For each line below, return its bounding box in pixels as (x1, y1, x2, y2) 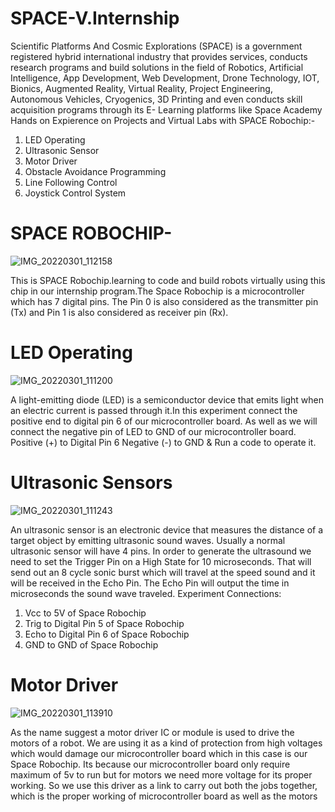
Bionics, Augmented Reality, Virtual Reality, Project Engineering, (10, 82, 273, 94)
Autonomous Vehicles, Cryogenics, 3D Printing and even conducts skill (10, 93, 303, 105)
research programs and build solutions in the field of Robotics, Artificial (10, 61, 304, 73)
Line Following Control (24, 176, 118, 188)
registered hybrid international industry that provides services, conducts (10, 50, 308, 62)
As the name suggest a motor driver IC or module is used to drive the (10, 726, 295, 738)
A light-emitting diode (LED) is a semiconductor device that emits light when (10, 393, 325, 406)
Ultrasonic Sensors (10, 472, 173, 494)
